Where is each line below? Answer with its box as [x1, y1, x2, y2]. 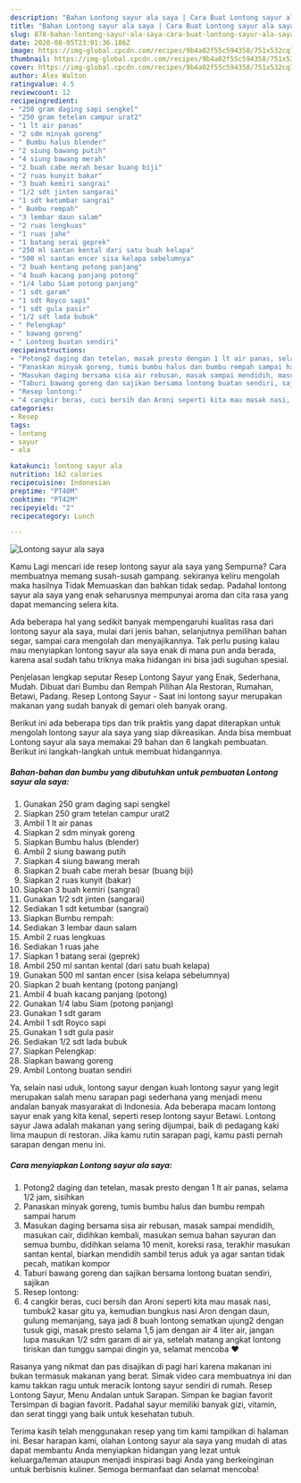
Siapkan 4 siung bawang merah [22, 856, 140, 867]
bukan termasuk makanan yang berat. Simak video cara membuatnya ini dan [10, 1370, 292, 1382]
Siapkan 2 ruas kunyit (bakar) [22, 875, 132, 886]
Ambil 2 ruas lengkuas [22, 932, 105, 943]
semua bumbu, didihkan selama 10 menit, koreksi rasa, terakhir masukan [22, 1240, 291, 1250]
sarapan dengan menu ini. [10, 1140, 106, 1150]
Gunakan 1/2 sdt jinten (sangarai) [22, 894, 146, 904]
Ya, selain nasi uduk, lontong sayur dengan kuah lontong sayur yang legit [10, 1082, 280, 1093]
